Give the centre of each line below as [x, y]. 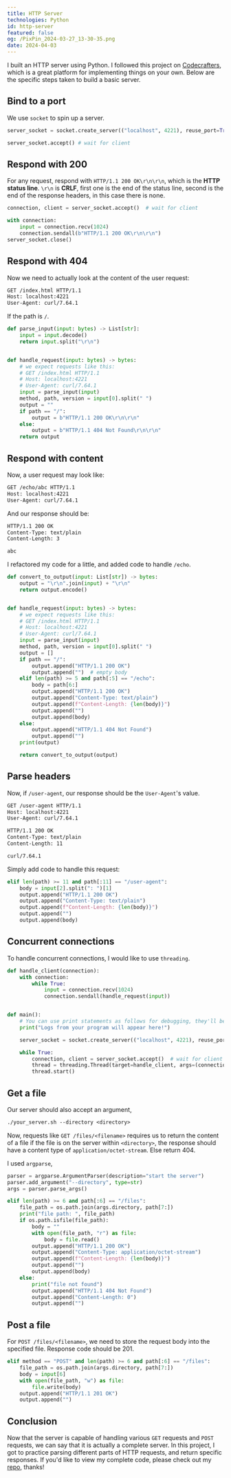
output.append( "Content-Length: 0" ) [84, 1297]
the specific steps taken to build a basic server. [74, 79]
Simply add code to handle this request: [64, 869]
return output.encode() [54, 590]
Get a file [27, 1093]
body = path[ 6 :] [55, 685]
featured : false [30, 33]
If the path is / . [28, 317]
